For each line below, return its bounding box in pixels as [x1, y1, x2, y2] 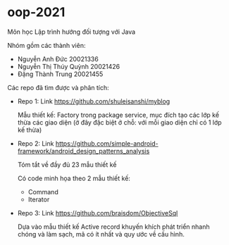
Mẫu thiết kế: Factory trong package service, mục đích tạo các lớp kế [17, 111, 220, 119]
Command [27, 187, 58, 196]
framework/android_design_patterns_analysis [17, 146, 150, 155]
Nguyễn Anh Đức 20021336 [17, 54, 99, 63]
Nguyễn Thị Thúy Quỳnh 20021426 [17, 62, 120, 70]
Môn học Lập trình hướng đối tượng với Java [7, 27, 136, 36]
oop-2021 [7, 4, 66, 20]
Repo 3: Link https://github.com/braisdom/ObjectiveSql [17, 208, 178, 217]
